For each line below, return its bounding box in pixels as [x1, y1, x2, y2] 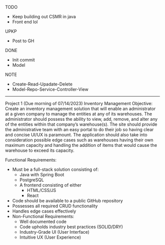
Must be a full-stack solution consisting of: [12, 166, 99, 172]
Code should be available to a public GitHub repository [12, 198, 123, 203]
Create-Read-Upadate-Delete [12, 81, 73, 87]
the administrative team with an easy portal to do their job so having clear [5, 127, 154, 132]
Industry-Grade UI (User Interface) [19, 229, 90, 235]
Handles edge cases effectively [12, 208, 76, 214]
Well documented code [19, 218, 67, 224]
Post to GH [12, 38, 34, 44]
